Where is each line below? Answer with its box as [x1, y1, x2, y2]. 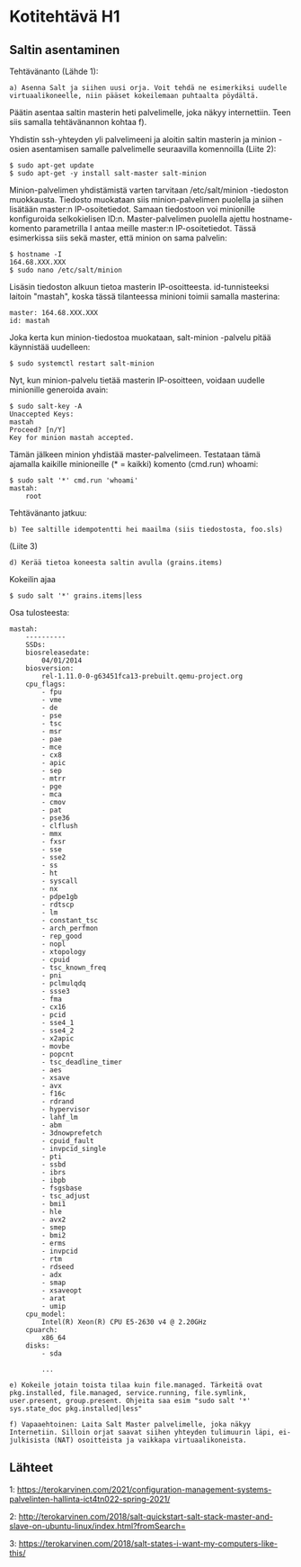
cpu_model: [25, 1310, 66, 1319]
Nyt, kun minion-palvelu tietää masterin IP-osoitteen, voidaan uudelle [9, 375, 265, 385]
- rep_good [41, 932, 83, 941]
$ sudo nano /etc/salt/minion [9, 266, 123, 275]
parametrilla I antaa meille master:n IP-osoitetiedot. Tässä [43, 223, 257, 233]
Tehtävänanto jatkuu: [9, 508, 87, 518]
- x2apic [41, 1034, 75, 1043]
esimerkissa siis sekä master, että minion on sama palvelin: [9, 232, 227, 243]
